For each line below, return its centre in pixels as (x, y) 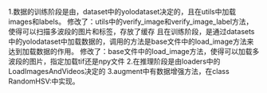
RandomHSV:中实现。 (44, 81)
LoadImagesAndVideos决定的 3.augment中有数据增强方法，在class (119, 71)
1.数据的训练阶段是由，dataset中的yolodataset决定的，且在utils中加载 (122, 12)
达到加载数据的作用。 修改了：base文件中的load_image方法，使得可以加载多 (134, 51)
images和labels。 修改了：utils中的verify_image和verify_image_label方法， (131, 21)
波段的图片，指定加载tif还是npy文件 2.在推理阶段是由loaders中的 (114, 61)
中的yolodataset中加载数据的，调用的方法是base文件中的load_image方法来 (131, 41)
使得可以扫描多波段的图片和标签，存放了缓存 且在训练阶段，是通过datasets (132, 31)
